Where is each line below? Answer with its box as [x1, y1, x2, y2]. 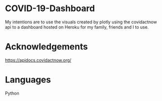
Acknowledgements [5, 41, 88, 52]
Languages [5, 74, 51, 85]
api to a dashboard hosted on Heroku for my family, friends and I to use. [5, 24, 149, 30]
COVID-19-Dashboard [5, 3, 95, 14]
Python [5, 90, 19, 96]
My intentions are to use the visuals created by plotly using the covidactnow [5, 19, 157, 25]
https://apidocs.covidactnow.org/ [5, 57, 72, 63]
